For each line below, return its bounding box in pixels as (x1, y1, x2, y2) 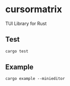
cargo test (5, 48, 29, 54)
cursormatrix (5, 4, 62, 15)
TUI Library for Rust (5, 20, 47, 26)
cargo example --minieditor (5, 76, 65, 81)
